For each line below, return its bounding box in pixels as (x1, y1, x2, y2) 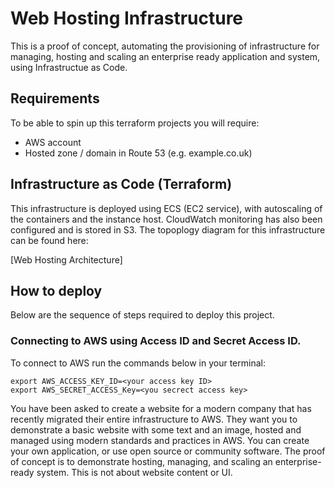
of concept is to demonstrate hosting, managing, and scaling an (10, 455, 273, 467)
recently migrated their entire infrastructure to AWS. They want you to (10, 413, 298, 425)
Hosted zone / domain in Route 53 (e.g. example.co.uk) (24, 147, 253, 159)
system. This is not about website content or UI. (36, 466, 233, 478)
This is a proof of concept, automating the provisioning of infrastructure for (10, 40, 320, 52)
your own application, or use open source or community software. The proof (10, 445, 326, 457)
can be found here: (10, 234, 89, 246)
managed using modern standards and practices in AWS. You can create (10, 434, 310, 446)
